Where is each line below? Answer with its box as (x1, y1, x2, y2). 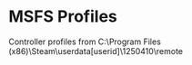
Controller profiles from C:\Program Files (8, 36, 161, 47)
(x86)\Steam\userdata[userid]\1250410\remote (8, 45, 184, 56)
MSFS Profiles (8, 6, 117, 27)
